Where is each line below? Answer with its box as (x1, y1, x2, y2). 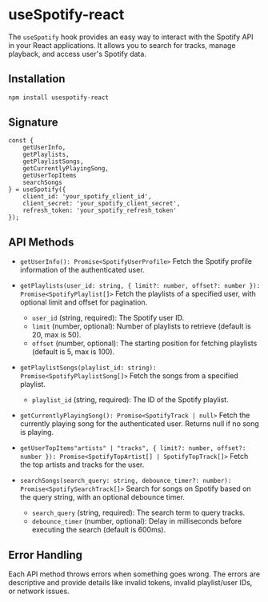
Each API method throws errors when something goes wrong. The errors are (8, 569, 261, 579)
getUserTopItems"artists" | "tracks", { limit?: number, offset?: (19, 445, 246, 452)
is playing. (19, 428, 54, 437)
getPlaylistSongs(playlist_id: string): (19, 364, 157, 373)
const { (8, 137, 34, 145)
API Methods (8, 235, 74, 249)
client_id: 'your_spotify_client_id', (22, 193, 152, 201)
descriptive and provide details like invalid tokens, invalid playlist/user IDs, (8, 578, 253, 588)
